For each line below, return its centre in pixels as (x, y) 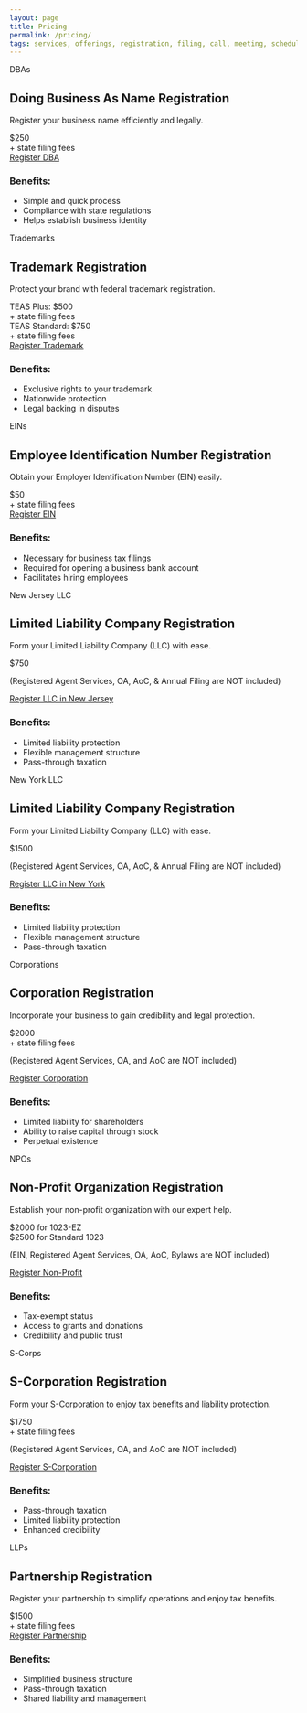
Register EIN (33, 514)
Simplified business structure (78, 1679)
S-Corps (26, 1354)
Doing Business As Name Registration (120, 98)
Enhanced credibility (61, 1530)
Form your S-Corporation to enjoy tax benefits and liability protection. (140, 1404)
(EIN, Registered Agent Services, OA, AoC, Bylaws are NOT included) (139, 1255)
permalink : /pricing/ (51, 35)
